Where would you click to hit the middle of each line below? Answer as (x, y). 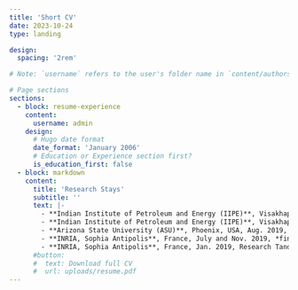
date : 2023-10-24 (41, 26)
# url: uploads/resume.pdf (85, 271)
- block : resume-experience (69, 106)
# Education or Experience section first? (112, 156)
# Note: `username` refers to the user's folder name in (117, 74)
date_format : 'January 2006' (86, 148)
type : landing (35, 34)
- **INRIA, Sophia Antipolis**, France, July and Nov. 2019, (157, 239)
